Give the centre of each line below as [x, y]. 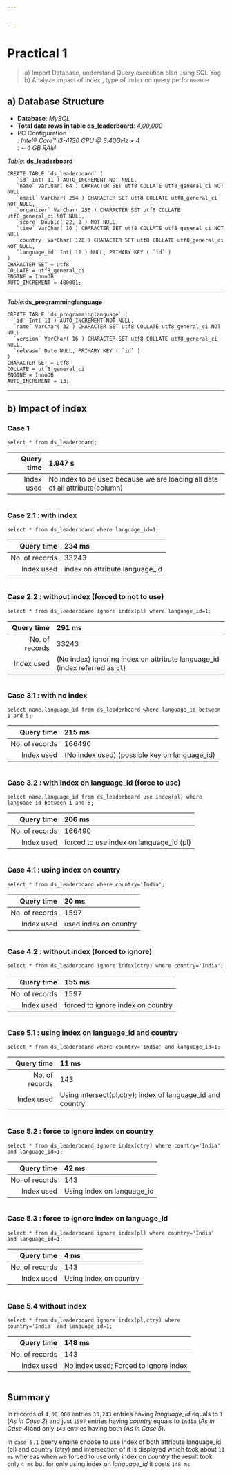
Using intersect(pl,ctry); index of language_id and [140, 1095]
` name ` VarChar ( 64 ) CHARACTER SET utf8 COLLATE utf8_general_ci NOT [120, 186]
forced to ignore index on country [118, 1005]
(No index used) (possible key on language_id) [140, 755]
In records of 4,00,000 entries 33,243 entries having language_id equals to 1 [115, 1414]
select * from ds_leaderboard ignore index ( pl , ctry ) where [94, 1320]
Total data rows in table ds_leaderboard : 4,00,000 [90, 126]
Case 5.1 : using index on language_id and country [93, 1032]
